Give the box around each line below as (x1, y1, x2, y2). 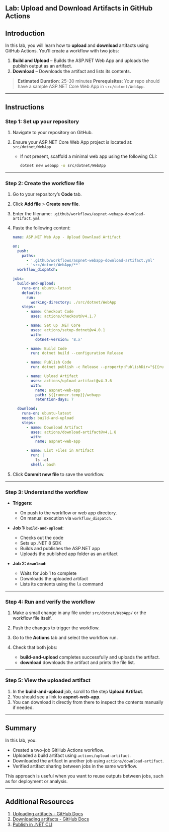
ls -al (35, 457, 49, 463)
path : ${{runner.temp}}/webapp (35, 392, 101, 397)
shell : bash (31, 462, 56, 467)
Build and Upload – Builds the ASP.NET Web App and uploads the (12, 57, 149, 64)
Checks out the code (20, 534, 64, 541)
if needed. (12, 704, 34, 710)
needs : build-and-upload (22, 415, 74, 421)
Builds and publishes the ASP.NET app (20, 546, 100, 552)
